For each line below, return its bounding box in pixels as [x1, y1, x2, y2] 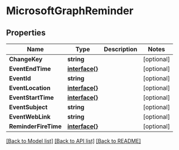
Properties [6, 28, 46, 38]
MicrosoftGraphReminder [6, 4, 134, 18]
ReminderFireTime [9, 122, 62, 131]
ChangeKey [9, 55, 43, 63]
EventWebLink [9, 113, 51, 120]
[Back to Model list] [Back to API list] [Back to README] [6, 138, 141, 144]
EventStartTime [9, 93, 54, 102]
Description [104, 45, 137, 53]
